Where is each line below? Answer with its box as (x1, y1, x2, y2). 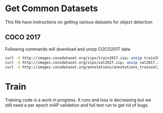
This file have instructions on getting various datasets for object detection (5, 19, 153, 25)
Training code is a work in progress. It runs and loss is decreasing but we (5, 97, 151, 103)
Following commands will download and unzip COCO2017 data (5, 46, 130, 52)
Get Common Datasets (5, 3, 98, 14)
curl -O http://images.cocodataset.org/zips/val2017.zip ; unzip (5, 60, 138, 65)
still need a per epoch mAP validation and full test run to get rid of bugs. (5, 102, 149, 108)
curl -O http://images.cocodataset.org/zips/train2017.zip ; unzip (5, 56, 142, 60)
